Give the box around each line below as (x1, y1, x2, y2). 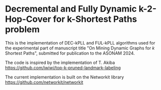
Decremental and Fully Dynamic (5, 3, 137, 15)
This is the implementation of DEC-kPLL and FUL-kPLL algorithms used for (5, 40, 155, 45)
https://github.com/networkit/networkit (5, 79, 83, 85)
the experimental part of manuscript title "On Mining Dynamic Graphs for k (5, 45, 155, 51)
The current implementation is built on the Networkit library (5, 74, 124, 80)
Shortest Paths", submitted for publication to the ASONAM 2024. (5, 50, 135, 56)
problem (5, 24, 40, 35)
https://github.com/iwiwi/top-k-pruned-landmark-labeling (5, 64, 121, 71)
